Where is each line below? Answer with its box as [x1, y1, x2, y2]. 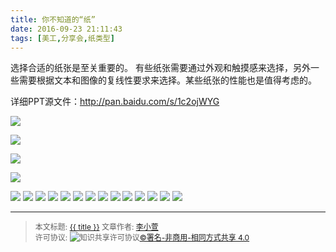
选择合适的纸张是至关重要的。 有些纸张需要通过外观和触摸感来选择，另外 [10, 62, 311, 74]
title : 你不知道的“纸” [10, 14, 96, 25]
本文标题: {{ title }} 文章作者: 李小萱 [34, 222, 159, 233]
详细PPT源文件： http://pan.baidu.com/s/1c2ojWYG [10, 96, 220, 108]
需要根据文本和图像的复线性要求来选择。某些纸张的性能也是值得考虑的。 [18, 74, 317, 86]
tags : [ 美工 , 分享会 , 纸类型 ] [10, 33, 115, 43]
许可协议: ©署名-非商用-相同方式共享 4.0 [34, 232, 250, 243]
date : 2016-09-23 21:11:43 [10, 24, 123, 34]
